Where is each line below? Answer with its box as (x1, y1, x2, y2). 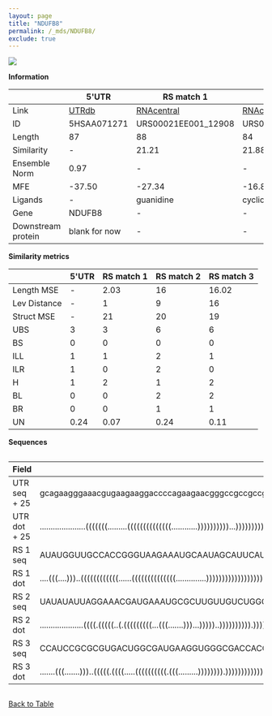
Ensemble (12, 157, 50, 169)
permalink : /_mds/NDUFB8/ (8, 27, 96, 35)
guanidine (136, 194, 174, 205)
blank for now (68, 226, 121, 237)
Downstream (12, 221, 62, 232)
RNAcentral (136, 105, 180, 116)
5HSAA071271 (68, 119, 129, 130)
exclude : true (8, 34, 57, 43)
